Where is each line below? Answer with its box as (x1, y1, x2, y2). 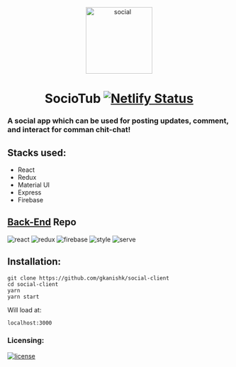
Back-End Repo (7, 217, 77, 229)
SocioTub (45, 91, 101, 106)
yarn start (7, 293, 40, 300)
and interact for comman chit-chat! (7, 125, 131, 135)
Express (17, 188, 42, 197)
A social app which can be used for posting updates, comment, (7, 116, 229, 126)
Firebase (17, 195, 44, 204)
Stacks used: (7, 146, 67, 159)
